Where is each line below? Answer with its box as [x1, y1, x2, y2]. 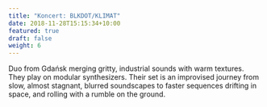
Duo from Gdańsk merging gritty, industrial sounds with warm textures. [8, 64, 244, 73]
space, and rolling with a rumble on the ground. [8, 89, 166, 99]
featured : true [8, 27, 60, 35]
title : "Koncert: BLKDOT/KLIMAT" [8, 11, 121, 20]
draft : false [8, 34, 52, 43]
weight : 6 [8, 42, 42, 50]
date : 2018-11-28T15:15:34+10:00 [8, 19, 121, 27]
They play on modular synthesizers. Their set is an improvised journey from [8, 72, 260, 82]
